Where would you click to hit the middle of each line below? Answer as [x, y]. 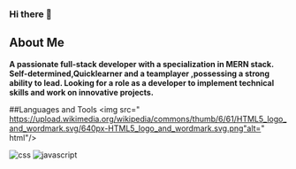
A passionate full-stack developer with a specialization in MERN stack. [141, 64]
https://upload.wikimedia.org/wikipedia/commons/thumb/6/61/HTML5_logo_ [148, 119]
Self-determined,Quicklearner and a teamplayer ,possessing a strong [140, 73]
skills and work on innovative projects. [82, 92]
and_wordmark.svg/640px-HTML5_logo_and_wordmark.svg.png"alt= [135, 128]
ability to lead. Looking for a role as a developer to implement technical [142, 82]
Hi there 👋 [31, 14]
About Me [37, 43]
